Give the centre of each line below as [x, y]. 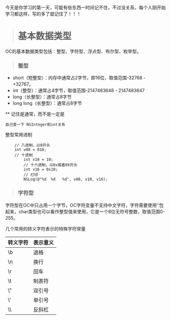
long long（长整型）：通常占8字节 [47, 103]
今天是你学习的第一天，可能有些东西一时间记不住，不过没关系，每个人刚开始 [85, 7]
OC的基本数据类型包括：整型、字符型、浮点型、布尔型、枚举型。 [73, 51]
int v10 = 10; [38, 160]
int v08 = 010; [31, 150]
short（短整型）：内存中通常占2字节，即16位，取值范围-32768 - [79, 78]
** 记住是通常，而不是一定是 [35, 114]
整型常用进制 [19, 135]
